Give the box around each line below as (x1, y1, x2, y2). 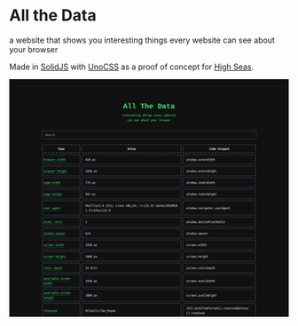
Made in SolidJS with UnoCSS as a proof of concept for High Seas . (9, 61, 255, 72)
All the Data (9, 5, 97, 26)
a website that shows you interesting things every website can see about (9, 35, 275, 45)
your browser (9, 44, 59, 54)
